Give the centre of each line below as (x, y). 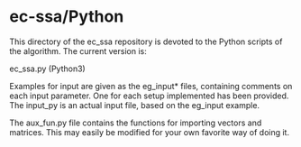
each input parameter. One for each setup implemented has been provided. (149, 96)
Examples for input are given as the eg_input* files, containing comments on (151, 86)
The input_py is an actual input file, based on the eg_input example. (134, 105)
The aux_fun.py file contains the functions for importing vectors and (136, 123)
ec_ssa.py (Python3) (47, 69)
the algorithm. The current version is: (78, 51)
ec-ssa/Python (67, 17)
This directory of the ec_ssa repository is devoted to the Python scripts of (146, 41)
